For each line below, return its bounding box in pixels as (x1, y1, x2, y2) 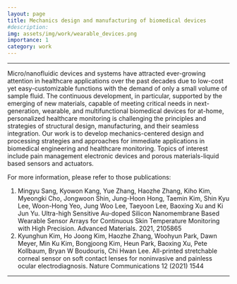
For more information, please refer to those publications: (7, 173, 171, 181)
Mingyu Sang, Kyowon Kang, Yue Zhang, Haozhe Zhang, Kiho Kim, (17, 187, 212, 195)
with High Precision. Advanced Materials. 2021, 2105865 (17, 224, 182, 232)
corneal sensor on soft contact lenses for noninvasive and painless (17, 254, 213, 262)
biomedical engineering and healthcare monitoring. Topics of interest (7, 144, 208, 153)
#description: (7, 23, 49, 30)
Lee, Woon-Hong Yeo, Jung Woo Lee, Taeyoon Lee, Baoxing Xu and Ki (17, 202, 224, 210)
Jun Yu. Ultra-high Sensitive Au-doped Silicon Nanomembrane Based (17, 209, 220, 218)
